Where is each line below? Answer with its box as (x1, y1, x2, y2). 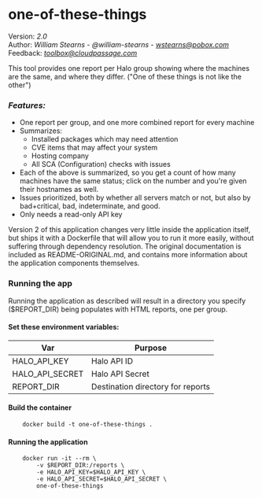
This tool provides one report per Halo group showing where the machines (8, 63, 250, 72)
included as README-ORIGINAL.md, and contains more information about (8, 250, 248, 260)
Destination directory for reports (91, 381, 211, 392)
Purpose (134, 342, 168, 353)
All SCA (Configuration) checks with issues (31, 160, 171, 169)
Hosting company (31, 151, 89, 160)
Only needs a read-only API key (19, 210, 123, 219)
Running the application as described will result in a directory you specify (8, 296, 246, 305)
